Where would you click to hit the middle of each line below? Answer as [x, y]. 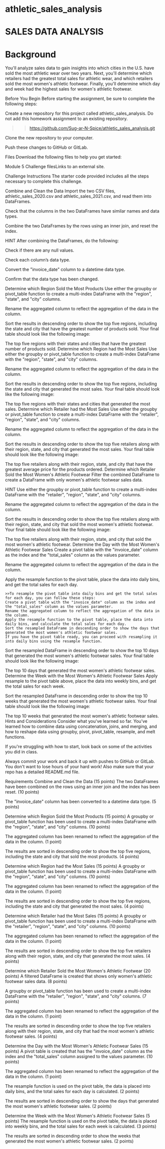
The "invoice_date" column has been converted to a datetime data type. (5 [81, 801]
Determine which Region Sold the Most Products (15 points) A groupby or [80, 816]
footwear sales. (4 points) [31, 1036]
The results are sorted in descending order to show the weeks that [73, 1136]
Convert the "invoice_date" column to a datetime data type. [65, 269]
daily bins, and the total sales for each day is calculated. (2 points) [72, 1092]
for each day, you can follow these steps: [50, 598]
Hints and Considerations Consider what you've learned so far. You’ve [76, 721]
